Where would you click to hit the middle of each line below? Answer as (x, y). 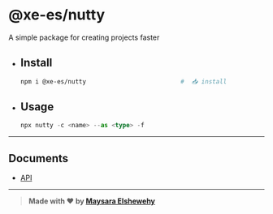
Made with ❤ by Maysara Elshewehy (92, 201)
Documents (39, 158)
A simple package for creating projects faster (84, 37)
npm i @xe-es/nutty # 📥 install (123, 81)
